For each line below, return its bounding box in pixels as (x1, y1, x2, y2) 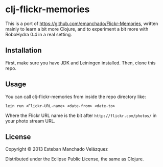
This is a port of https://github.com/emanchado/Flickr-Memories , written (5, 20, 158, 27)
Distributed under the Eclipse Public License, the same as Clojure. (5, 156, 144, 162)
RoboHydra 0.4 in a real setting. (5, 31, 73, 37)
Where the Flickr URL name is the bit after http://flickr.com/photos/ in (5, 112, 157, 118)
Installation (5, 46, 42, 55)
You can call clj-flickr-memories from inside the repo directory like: (5, 93, 146, 100)
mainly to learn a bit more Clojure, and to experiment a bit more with (5, 26, 149, 32)
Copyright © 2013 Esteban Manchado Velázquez (5, 146, 108, 152)
